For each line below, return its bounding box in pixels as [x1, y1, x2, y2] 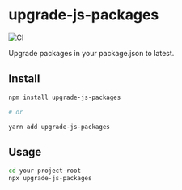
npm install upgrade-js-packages [8, 93, 121, 101]
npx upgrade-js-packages [8, 175, 92, 183]
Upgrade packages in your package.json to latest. [8, 48, 175, 58]
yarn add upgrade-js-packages [8, 123, 111, 131]
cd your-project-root [8, 166, 82, 175]
